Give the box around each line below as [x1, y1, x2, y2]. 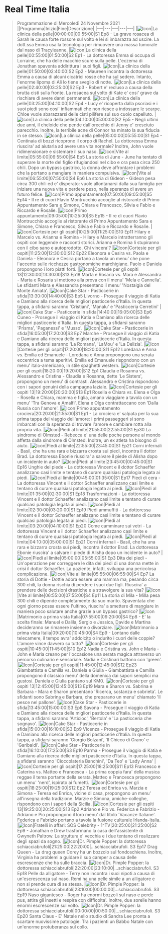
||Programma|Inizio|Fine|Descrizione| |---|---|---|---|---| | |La [17, 25, 158, 31]
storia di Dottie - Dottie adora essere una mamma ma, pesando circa [17, 576, 158, 582]
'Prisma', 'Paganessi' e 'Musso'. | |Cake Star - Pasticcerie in [17, 325, 153, 331]
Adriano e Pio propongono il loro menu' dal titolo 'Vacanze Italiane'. [17, 811, 156, 817]
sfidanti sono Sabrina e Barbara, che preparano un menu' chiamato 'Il [17, 693, 161, 700]
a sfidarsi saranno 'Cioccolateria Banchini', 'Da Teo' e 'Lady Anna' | [17, 758, 156, 764]
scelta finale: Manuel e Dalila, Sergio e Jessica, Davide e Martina [17, 619, 151, 625]
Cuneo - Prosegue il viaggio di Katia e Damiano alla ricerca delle [17, 314, 150, 320]
